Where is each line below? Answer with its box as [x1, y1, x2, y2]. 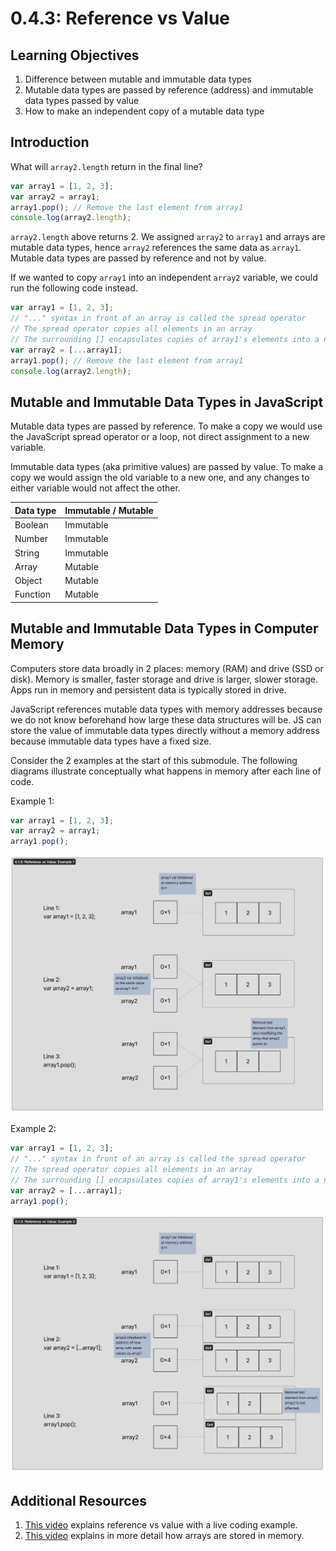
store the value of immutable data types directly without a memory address [10, 724, 320, 736]
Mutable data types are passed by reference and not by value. [10, 252, 267, 264]
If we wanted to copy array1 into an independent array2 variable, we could [10, 272, 318, 284]
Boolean [14, 519, 49, 531]
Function [14, 588, 51, 601]
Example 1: [10, 795, 55, 807]
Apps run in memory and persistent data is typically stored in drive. [10, 683, 287, 696]
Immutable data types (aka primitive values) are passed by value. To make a [10, 461, 324, 473]
